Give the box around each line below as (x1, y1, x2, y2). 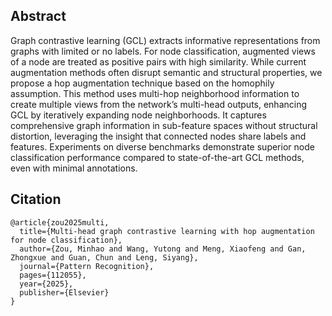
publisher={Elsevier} (19, 287, 110, 298)
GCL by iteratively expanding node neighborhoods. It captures (10, 109, 267, 121)
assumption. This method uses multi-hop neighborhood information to (10, 87, 300, 99)
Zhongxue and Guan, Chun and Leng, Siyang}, (10, 252, 199, 263)
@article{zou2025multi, (10, 217, 110, 228)
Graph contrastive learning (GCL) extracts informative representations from (10, 34, 321, 46)
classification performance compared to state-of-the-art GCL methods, (10, 151, 305, 163)
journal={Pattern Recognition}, (19, 261, 155, 271)
